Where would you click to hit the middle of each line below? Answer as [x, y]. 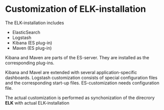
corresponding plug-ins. [30, 63]
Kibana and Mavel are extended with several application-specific [71, 72]
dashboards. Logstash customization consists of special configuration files [81, 77]
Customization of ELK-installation [76, 9]
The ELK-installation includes [35, 23]
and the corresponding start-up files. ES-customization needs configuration [82, 83]
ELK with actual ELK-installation [37, 103]
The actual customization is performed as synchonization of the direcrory [80, 98]
